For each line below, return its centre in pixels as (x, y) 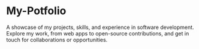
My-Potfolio (36, 11)
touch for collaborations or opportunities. (57, 40)
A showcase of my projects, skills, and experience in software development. (100, 27)
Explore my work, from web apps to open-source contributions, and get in (98, 33)
